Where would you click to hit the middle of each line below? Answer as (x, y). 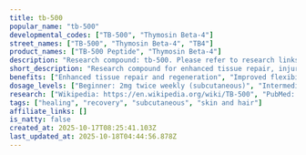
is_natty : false (40, 119)
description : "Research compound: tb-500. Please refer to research (142, 60)
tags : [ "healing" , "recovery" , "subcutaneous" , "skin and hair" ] (136, 103)
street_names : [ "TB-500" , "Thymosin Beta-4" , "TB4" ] (112, 43)
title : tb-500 (36, 18)
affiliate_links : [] (49, 111)
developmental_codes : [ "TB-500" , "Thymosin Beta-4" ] (112, 35)
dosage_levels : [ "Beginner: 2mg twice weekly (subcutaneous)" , (132, 86)
